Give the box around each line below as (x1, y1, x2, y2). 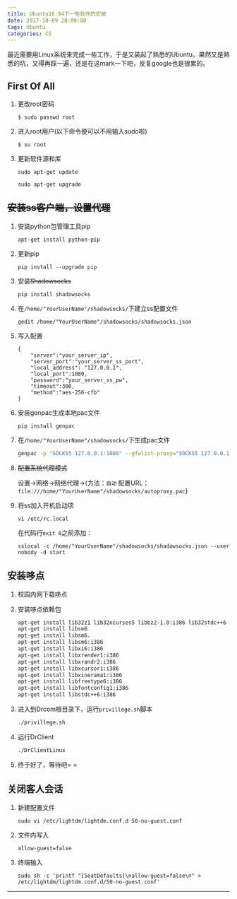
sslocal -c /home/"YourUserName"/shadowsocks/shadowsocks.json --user (17, 542, 230, 550)
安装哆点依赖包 (17, 605, 61, 613)
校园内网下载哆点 (17, 589, 68, 598)
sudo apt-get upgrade (17, 181, 81, 188)
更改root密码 (17, 100, 55, 108)
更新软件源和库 (17, 155, 61, 163)
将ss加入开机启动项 (17, 501, 74, 510)
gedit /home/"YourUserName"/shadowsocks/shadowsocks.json (17, 318, 192, 325)
